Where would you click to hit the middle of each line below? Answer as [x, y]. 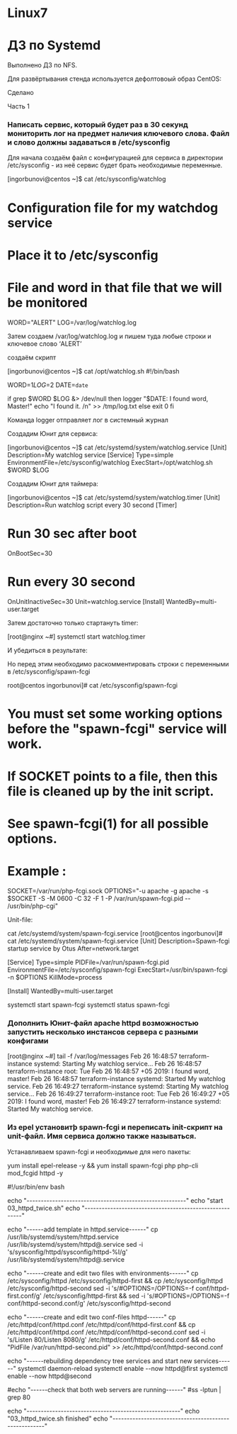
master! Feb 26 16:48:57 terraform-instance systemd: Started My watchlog [116, 1079]
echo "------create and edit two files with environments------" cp [103, 1273]
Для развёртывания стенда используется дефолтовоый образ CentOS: [114, 79]
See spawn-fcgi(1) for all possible [108, 824]
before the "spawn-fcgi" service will [117, 729]
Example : [37, 872]
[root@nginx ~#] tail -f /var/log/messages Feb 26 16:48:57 [93, 1056]
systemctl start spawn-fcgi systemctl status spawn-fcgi [88, 1005]
